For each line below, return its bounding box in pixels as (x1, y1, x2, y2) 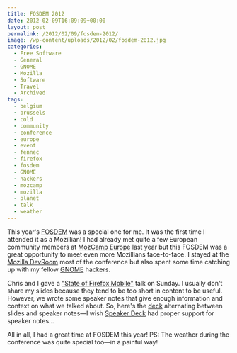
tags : (7, 96, 23, 103)
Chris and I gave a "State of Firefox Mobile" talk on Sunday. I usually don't (7, 279, 223, 287)
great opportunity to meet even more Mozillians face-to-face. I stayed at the (7, 250, 229, 259)
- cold (13, 116, 33, 123)
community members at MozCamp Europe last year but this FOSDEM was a (7, 242, 228, 251)
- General (13, 57, 42, 64)
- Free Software (13, 50, 62, 57)
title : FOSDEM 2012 (7, 10, 65, 18)
